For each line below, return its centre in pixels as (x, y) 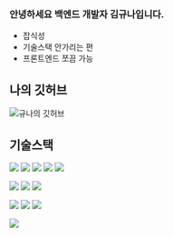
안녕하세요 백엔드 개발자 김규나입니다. (87, 14)
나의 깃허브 (38, 89)
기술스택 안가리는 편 (58, 47)
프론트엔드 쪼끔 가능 (58, 59)
